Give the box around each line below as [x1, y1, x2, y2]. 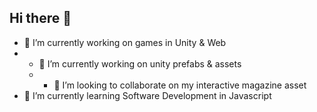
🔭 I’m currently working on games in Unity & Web [23, 36, 227, 48]
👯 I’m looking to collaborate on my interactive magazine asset [53, 79, 307, 91]
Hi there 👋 [9, 10, 72, 27]
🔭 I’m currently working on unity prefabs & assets [38, 57, 242, 70]
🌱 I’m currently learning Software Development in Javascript [23, 89, 272, 101]
